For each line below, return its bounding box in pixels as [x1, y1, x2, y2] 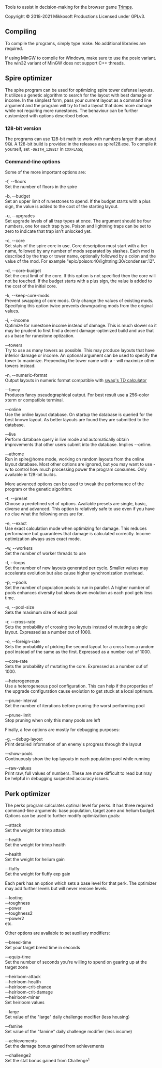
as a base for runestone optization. [5, 333, 75, 339]
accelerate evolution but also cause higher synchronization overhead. [5, 570, 144, 576]
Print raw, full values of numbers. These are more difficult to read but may [5, 770, 152, 776]
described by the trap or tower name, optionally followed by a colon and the [5, 253, 156, 259]
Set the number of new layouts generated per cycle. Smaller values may [5, 565, 148, 571]
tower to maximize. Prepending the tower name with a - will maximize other [5, 358, 155, 364]
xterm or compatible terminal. [5, 397, 64, 403]
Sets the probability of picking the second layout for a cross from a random [5, 644, 155, 650]
